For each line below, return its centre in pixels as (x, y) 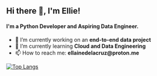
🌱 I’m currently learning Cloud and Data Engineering (80, 46)
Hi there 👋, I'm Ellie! (43, 11)
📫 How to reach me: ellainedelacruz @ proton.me (77, 53)
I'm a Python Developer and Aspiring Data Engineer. (72, 26)
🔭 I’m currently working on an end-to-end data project (83, 39)
